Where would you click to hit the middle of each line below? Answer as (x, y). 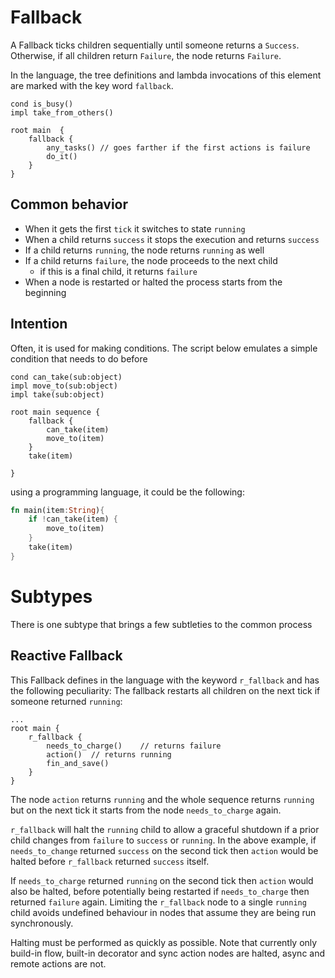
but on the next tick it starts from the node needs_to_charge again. (146, 810)
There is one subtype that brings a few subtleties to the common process (161, 624)
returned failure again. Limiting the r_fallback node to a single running (158, 902)
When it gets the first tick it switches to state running (135, 228)
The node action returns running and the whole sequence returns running (162, 799)
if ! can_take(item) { (73, 519)
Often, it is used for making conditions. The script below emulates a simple (164, 348)
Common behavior (69, 204)
